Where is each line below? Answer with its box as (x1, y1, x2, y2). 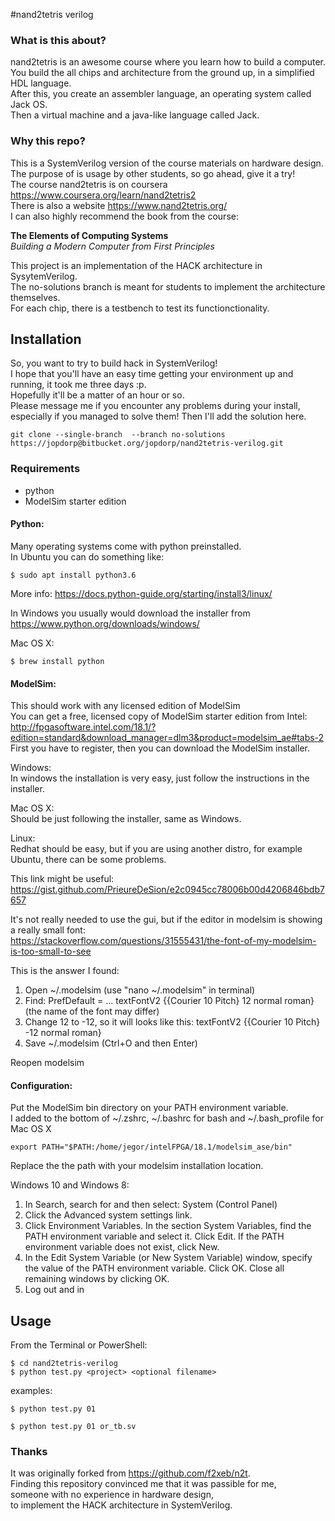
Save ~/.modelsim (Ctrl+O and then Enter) (24, 1037, 198, 1049)
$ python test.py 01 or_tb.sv (10, 1422, 137, 1432)
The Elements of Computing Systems (10, 229, 169, 241)
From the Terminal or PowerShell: (10, 1339, 148, 1351)
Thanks (10, 1445, 48, 1459)
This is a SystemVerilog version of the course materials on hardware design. (10, 157, 324, 169)
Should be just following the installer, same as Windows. (10, 813, 242, 825)
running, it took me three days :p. (10, 379, 147, 391)
